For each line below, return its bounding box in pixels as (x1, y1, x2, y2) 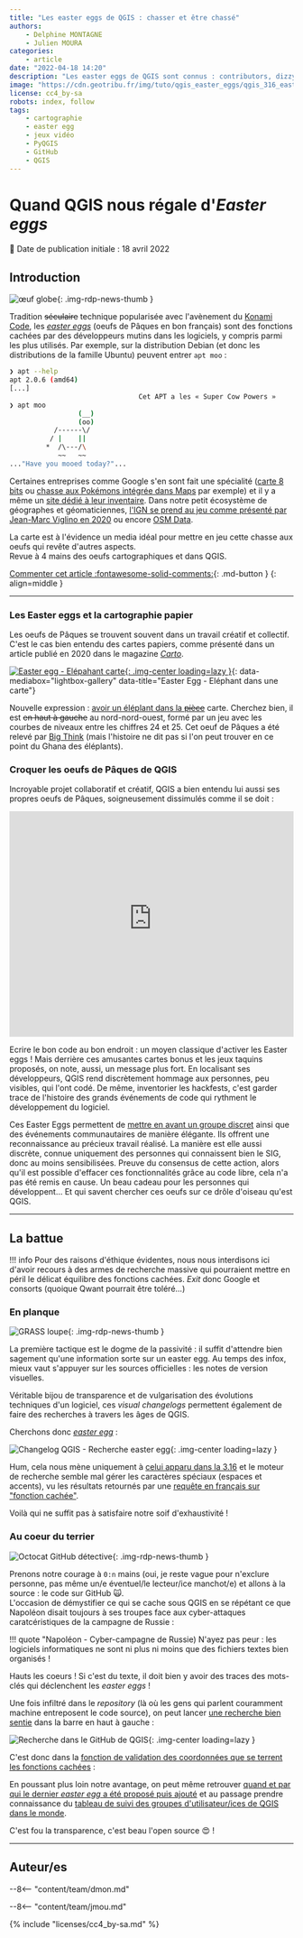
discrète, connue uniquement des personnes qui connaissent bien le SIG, (9, 1148, 281, 1159)
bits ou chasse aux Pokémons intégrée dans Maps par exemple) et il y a (9, 484, 277, 496)
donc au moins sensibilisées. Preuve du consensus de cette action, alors (9, 1158, 280, 1168)
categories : (9, 47, 54, 56)
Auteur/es (9, 1860, 68, 1875)
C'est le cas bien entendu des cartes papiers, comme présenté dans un (9, 639, 275, 650)
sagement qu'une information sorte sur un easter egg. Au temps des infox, (9, 1353, 287, 1364)
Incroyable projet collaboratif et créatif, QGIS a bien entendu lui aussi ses (9, 784, 280, 795)
